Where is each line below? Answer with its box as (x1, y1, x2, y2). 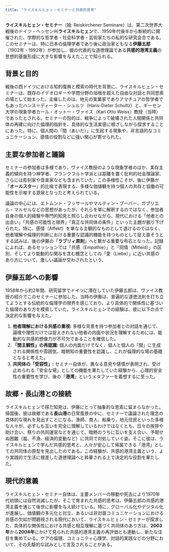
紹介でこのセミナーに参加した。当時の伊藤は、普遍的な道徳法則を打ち (14, 294, 159, 300)
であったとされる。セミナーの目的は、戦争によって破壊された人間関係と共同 (5, 115, 163, 121)
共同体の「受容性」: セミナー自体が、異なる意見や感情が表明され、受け (12, 361, 161, 367)
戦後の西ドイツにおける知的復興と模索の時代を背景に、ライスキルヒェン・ (5, 84, 159, 90)
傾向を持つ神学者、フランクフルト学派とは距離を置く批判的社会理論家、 (14, 171, 164, 177)
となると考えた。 (12, 355, 48, 361)
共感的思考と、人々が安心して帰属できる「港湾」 (53, 441, 155, 448)
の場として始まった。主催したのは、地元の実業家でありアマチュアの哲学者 (5, 96, 159, 102)
